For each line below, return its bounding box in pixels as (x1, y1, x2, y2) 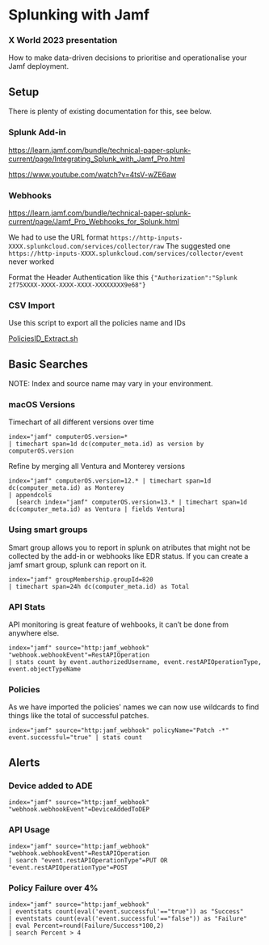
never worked (8, 257, 55, 266)
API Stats (8, 601, 46, 612)
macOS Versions (8, 398, 75, 410)
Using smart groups (8, 524, 88, 535)
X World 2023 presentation (8, 35, 118, 46)
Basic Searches (8, 357, 89, 371)
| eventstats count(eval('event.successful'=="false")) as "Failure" (8, 915, 248, 923)
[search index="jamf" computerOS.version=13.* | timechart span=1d (15, 498, 248, 507)
